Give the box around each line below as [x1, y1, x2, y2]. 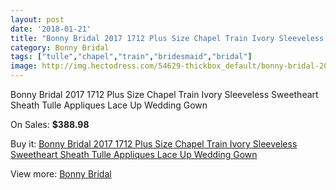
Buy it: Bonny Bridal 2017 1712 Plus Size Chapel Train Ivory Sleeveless [10, 138, 298, 150]
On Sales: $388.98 [10, 119, 90, 130]
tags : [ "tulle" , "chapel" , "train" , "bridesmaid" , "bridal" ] [10, 52, 253, 62]
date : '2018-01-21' [10, 24, 92, 34]
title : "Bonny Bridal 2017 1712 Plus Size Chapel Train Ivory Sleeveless [10, 33, 325, 43]
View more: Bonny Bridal [10, 168, 112, 180]
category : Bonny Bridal [10, 42, 110, 53]
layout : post [10, 14, 65, 25]
